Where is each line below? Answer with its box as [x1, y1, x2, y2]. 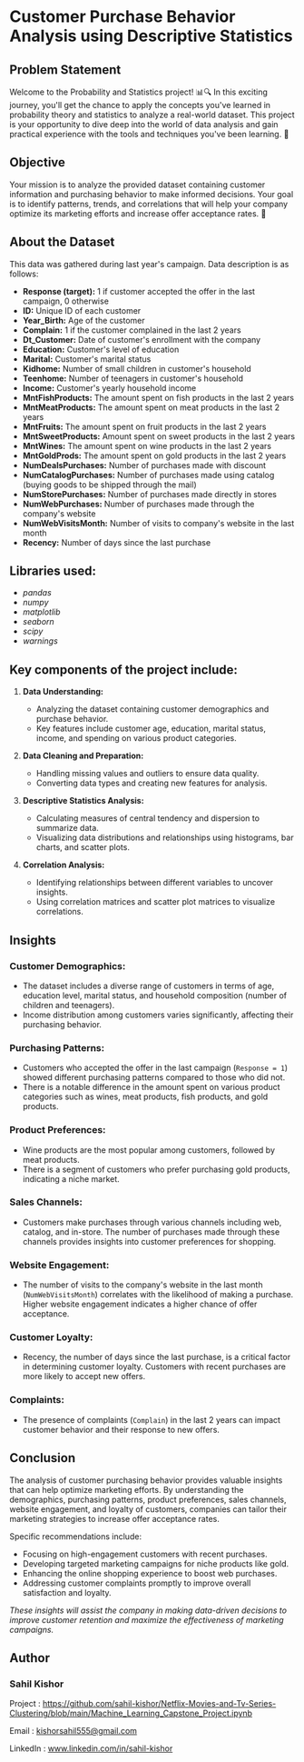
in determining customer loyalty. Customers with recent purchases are [22, 1361, 286, 1372]
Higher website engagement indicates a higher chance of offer [22, 1298, 258, 1310]
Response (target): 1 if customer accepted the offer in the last [22, 285, 256, 296]
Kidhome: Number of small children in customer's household [22, 363, 251, 374]
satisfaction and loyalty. [22, 1587, 112, 1597]
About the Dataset [9, 235, 115, 250]
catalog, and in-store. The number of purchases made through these [22, 1226, 280, 1237]
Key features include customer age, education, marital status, [35, 723, 266, 734]
